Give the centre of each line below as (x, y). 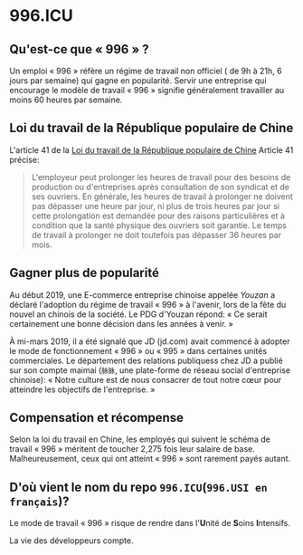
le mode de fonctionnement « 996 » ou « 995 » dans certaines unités (138, 350)
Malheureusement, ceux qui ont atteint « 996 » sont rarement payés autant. (150, 459)
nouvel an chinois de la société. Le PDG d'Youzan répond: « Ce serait (139, 314)
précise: (24, 159)
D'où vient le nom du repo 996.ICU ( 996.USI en (139, 487)
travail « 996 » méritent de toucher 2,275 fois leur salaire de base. (133, 449)
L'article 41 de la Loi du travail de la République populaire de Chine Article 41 (151, 149)
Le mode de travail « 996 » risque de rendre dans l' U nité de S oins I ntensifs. (150, 523)
